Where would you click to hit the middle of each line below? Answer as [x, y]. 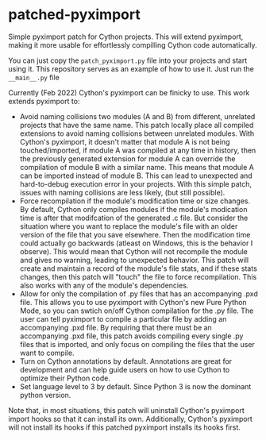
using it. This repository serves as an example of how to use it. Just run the [131, 68]
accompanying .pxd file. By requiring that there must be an [116, 327]
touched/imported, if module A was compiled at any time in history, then [138, 150]
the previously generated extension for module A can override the [127, 158]
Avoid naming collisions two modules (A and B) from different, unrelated [137, 116]
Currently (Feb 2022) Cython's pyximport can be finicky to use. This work [129, 92]
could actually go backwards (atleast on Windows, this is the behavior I [136, 243]
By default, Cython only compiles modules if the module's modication [133, 209]
